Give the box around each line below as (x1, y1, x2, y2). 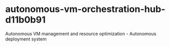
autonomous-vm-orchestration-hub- (5, 3, 165, 15)
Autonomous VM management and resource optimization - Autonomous (5, 30, 157, 36)
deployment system (5, 36, 47, 42)
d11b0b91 (5, 14, 46, 25)
